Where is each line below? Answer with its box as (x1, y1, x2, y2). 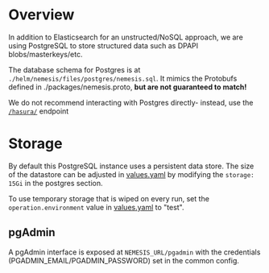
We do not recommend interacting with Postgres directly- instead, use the (8, 97, 254, 107)
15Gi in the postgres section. (8, 178, 103, 188)
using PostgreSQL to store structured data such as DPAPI (8, 40, 199, 50)
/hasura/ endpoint (8, 106, 69, 116)
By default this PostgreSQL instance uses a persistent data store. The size (8, 161, 255, 171)
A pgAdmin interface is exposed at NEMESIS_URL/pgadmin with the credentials (8, 247, 261, 257)
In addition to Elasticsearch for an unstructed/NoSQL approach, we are (8, 32, 243, 42)
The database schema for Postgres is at (8, 64, 141, 74)
